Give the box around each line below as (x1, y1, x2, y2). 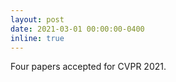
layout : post (10, 14, 65, 25)
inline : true (10, 33, 65, 43)
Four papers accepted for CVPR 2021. (10, 61, 167, 73)
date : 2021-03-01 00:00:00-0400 (10, 24, 145, 34)
